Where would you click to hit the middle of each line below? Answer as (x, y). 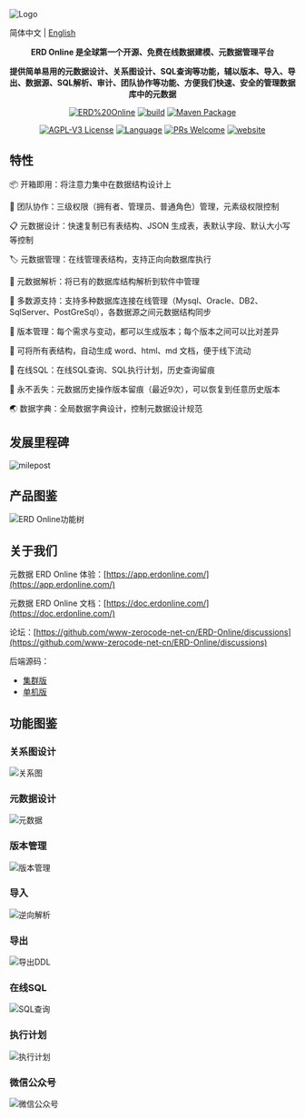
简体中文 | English (43, 33)
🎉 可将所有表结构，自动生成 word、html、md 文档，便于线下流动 (130, 351)
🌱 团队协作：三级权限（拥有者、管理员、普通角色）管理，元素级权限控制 (144, 206)
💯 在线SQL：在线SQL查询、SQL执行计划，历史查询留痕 (112, 370)
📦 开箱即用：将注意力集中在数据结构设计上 (91, 184)
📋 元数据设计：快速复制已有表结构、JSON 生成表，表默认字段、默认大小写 (150, 225)
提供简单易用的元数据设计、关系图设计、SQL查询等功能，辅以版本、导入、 (148, 71)
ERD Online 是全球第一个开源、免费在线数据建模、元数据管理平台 (152, 52)
